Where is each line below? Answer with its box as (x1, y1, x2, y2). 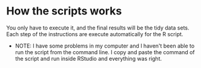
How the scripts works (6, 4, 122, 18)
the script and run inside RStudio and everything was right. (15, 55, 162, 62)
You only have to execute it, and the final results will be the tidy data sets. (6, 24, 189, 31)
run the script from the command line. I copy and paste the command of (15, 48, 195, 55)
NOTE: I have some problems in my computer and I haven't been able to (15, 42, 195, 49)
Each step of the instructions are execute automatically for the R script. (6, 30, 183, 37)
